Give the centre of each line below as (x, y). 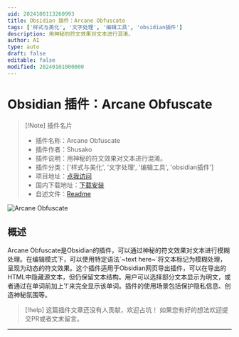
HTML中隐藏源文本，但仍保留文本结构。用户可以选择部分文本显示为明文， (116, 277)
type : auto (23, 47)
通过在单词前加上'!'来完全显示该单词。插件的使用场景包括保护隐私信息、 (119, 286)
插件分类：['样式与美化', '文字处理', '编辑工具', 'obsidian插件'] (124, 167)
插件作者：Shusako (64, 149)
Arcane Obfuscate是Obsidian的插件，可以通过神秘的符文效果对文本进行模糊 (118, 250)
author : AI (23, 41)
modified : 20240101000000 (46, 67)
